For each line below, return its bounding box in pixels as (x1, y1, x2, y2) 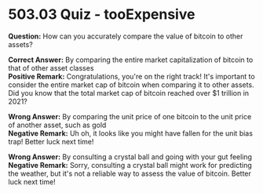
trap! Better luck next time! (8, 137, 94, 146)
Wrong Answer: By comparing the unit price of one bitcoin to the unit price (8, 111, 252, 121)
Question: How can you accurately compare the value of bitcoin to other (8, 31, 243, 41)
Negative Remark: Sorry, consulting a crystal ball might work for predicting (8, 160, 253, 169)
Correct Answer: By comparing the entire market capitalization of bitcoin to (8, 55, 254, 64)
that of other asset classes (8, 63, 94, 72)
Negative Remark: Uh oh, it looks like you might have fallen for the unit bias (8, 128, 254, 138)
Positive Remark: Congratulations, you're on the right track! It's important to (8, 71, 255, 81)
